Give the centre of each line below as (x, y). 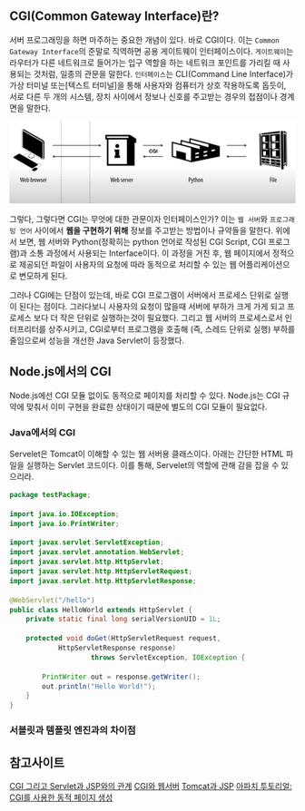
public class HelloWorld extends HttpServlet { (101, 610)
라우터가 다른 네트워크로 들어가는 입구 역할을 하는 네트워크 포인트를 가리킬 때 (145, 63)
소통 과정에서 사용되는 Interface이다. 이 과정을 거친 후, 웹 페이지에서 (149, 253)
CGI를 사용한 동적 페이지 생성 (61, 797)
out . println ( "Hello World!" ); (99, 686)
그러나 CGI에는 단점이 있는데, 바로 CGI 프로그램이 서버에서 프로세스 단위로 (141, 295)
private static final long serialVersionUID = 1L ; (123, 620)
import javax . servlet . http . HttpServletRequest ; (101, 572)
